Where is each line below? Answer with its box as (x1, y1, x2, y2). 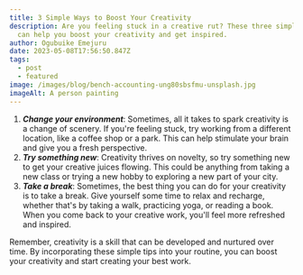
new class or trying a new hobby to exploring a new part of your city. (22, 170, 279, 181)
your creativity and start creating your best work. (9, 255, 191, 266)
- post (17, 64, 42, 73)
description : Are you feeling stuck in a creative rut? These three (9, 22, 272, 31)
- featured (17, 72, 59, 81)
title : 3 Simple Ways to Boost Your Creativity (9, 13, 192, 23)
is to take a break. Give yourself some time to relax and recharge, (22, 190, 265, 201)
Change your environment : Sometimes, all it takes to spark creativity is (22, 114, 289, 124)
